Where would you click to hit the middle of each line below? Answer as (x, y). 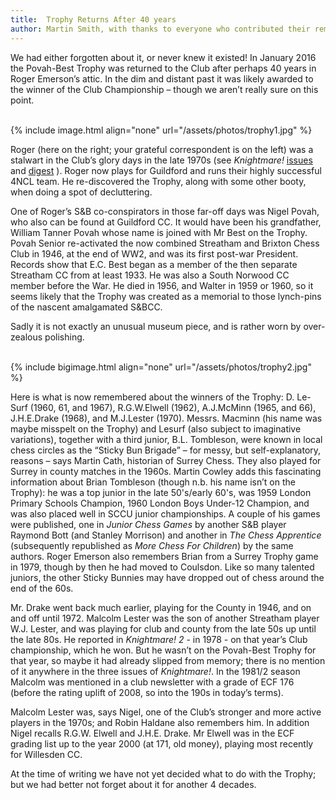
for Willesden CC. (46, 754)
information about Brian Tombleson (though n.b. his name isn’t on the (153, 482)
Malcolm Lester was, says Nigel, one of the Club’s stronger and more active (166, 712)
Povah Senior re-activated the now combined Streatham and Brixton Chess (165, 243)
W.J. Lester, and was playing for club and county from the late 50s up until (163, 628)
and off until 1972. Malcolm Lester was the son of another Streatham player (165, 618)
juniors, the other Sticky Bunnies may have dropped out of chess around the (167, 577)
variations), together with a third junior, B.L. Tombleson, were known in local (166, 439)
